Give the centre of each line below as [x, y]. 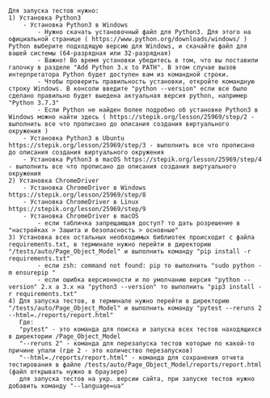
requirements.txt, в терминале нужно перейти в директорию [110, 244]
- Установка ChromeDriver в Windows [85, 188]
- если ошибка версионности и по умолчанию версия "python [139, 280]
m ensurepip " [32, 273]
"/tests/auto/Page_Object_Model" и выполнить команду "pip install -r [130, 252]
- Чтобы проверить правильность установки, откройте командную [146, 82]
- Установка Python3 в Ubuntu [74, 138]
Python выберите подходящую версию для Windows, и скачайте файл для [128, 46]
